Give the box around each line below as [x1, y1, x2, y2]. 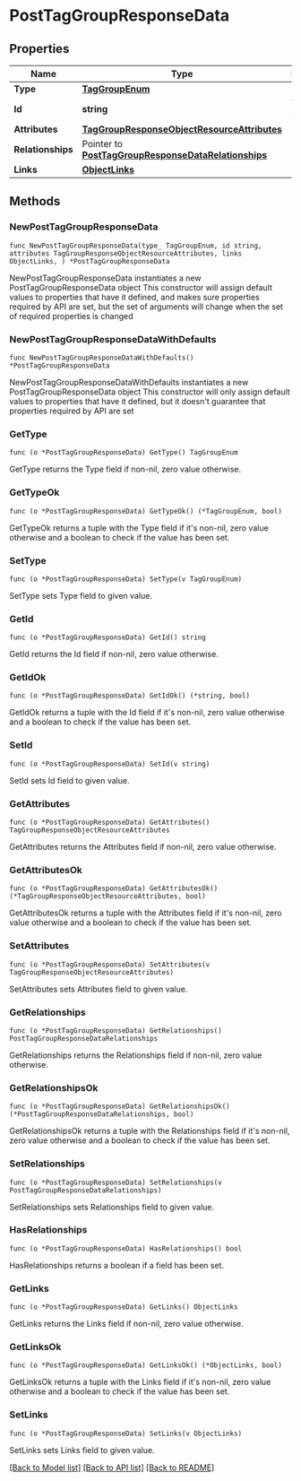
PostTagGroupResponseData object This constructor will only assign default [9, 386, 291, 397]
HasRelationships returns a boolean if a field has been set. [9, 1260, 225, 1270]
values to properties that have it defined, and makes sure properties [9, 291, 260, 302]
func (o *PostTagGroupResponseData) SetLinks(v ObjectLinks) [9, 1429, 243, 1438]
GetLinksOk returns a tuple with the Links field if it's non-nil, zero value [9, 1377, 271, 1388]
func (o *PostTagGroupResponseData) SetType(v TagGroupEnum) [9, 575, 243, 584]
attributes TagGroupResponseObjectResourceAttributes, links [9, 248, 243, 258]
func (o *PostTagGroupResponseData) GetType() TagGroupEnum [9, 448, 239, 457]
